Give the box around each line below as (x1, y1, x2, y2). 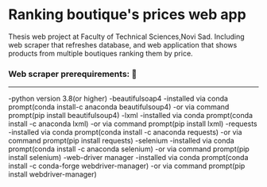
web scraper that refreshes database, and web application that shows (8, 40, 238, 49)
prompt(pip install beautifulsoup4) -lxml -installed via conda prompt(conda (8, 111, 253, 120)
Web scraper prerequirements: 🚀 (8, 68, 137, 79)
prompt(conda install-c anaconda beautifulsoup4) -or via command (8, 102, 230, 112)
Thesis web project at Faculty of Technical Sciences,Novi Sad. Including (8, 32, 245, 41)
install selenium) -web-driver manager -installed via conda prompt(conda (8, 153, 249, 162)
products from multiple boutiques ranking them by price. (8, 48, 193, 58)
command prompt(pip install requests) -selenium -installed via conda (8, 136, 234, 146)
